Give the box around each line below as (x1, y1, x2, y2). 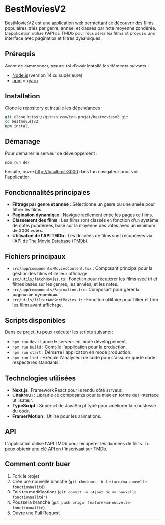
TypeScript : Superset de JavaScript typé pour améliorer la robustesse (12, 403, 156, 409)
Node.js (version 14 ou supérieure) (12, 72, 82, 78)
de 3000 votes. (12, 228, 43, 233)
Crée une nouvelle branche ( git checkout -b (12, 478, 103, 484)
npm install (5, 124, 29, 129)
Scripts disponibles (5, 316, 66, 325)
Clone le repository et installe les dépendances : (5, 105, 103, 111)
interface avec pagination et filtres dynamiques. (5, 35, 102, 41)
